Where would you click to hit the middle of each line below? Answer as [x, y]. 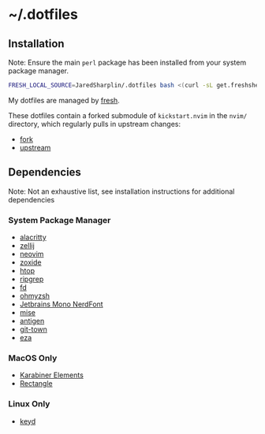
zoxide [30, 262]
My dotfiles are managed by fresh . [64, 100]
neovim [32, 254]
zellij [27, 245]
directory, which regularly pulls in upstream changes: [95, 124]
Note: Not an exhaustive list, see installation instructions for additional [121, 191]
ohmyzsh [34, 295]
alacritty [33, 237]
